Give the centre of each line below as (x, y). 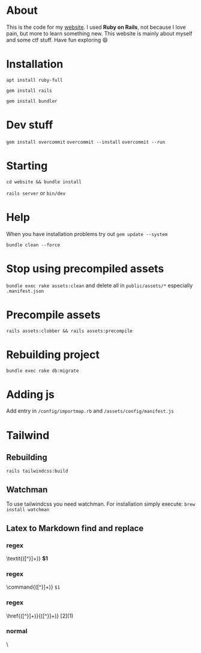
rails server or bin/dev (36, 193)
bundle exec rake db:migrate (43, 371)
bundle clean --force (33, 245)
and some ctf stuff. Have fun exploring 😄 (57, 40)
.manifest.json (25, 291)
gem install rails (29, 91)
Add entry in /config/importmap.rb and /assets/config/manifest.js (90, 411)
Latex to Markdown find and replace (75, 528)
